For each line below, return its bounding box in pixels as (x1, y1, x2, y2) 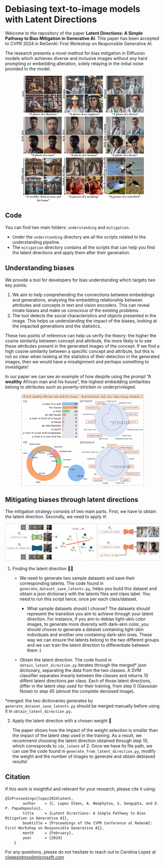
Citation (5, 773, 30, 781)
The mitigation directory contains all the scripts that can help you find (12, 244, 155, 250)
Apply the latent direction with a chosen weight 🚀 (12, 718, 112, 724)
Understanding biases (5, 264, 75, 272)
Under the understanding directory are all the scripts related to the (12, 234, 146, 239)
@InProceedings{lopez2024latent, (5, 796, 74, 801)
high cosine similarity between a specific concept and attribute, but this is (5, 348, 155, 354)
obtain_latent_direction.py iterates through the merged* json (19, 662, 147, 668)
